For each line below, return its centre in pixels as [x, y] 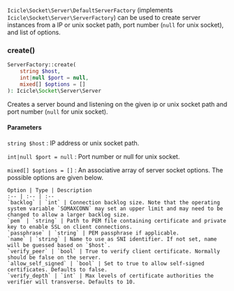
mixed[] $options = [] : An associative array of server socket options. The [115, 170]
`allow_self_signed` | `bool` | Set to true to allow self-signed [106, 263]
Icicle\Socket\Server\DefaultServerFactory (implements [90, 10]
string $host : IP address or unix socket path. [73, 143]
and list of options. [34, 32]
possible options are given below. [55, 177]
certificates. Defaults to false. [58, 269]
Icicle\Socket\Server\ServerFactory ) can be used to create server [104, 17]
